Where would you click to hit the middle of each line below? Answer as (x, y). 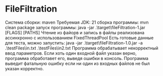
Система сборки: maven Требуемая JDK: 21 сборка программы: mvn (77, 22)
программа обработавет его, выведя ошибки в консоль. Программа (77, 58)
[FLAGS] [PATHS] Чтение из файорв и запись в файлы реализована (75, 32)
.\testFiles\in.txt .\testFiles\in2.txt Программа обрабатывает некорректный (82, 48)
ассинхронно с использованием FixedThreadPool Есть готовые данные (79, 38)
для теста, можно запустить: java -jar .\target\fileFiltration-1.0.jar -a (74, 43)
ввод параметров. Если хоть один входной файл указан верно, (71, 53)
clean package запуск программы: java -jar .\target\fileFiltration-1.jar (75, 27)
